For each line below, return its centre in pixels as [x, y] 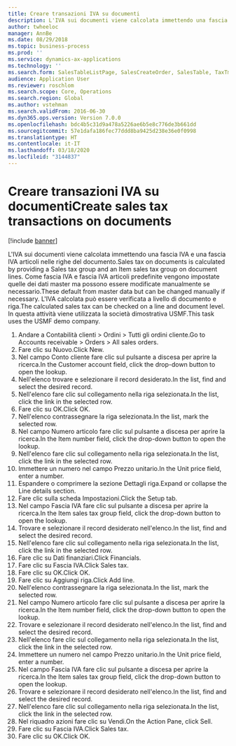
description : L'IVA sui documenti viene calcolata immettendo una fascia [118, 20]
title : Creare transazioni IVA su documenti [74, 14]
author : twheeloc [33, 27]
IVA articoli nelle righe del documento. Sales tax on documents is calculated [117, 261]
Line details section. [47, 491]
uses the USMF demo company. [54, 321]
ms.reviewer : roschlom [41, 85]
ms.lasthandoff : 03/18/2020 [49, 150]
